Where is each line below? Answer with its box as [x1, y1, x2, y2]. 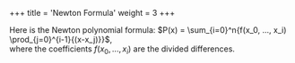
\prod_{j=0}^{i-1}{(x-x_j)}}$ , [9, 35, 113, 44]
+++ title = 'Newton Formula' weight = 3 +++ [9, 8, 176, 18]
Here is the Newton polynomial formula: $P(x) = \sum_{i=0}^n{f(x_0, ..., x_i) [9, 25, 287, 35]
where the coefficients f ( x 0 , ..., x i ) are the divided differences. [9, 43, 236, 56]
